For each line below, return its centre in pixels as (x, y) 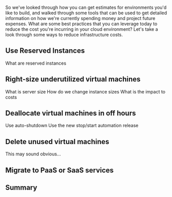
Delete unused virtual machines (57, 141)
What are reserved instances (36, 63)
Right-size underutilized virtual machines (73, 79)
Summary (21, 188)
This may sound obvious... (33, 154)
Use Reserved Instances (45, 51)
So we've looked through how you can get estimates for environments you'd (86, 7)
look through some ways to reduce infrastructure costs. (64, 35)
